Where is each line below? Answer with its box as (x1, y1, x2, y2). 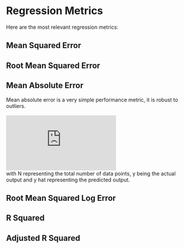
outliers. (6, 102, 26, 109)
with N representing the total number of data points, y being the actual (6, 170, 176, 177)
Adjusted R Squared (6, 233, 80, 243)
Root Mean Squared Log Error (6, 193, 116, 203)
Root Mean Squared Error (6, 60, 101, 70)
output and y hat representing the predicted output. (6, 176, 130, 183)
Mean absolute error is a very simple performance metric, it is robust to (6, 96, 179, 103)
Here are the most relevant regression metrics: (6, 23, 119, 31)
